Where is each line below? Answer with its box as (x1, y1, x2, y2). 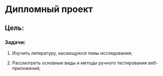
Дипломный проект (5, 4, 93, 15)
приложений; (12, 65, 41, 71)
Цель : (5, 24, 24, 32)
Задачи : (5, 39, 26, 46)
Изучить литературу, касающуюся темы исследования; (12, 50, 133, 56)
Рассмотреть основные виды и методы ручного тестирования (12, 59, 147, 66)
